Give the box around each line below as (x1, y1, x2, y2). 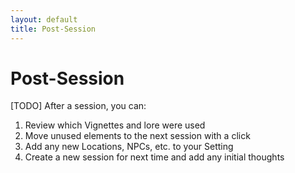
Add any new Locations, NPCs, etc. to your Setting (24, 141, 234, 153)
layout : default (10, 14, 78, 25)
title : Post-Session (10, 24, 97, 34)
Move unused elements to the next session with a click (24, 130, 251, 142)
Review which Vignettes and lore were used (24, 119, 206, 131)
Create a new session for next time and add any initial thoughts (24, 151, 285, 163)
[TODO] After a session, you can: (10, 100, 147, 112)
